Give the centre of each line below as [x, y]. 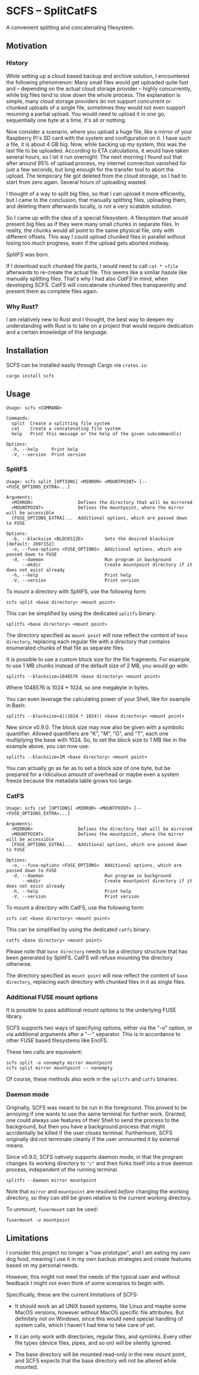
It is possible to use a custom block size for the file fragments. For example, [99, 659]
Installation [27, 351]
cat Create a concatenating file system [66, 429]
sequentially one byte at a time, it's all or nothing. [66, 120]
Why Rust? [22, 306]
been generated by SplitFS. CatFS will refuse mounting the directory [90, 958]
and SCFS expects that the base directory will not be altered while [96, 1360]
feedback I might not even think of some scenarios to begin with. [86, 1283]
